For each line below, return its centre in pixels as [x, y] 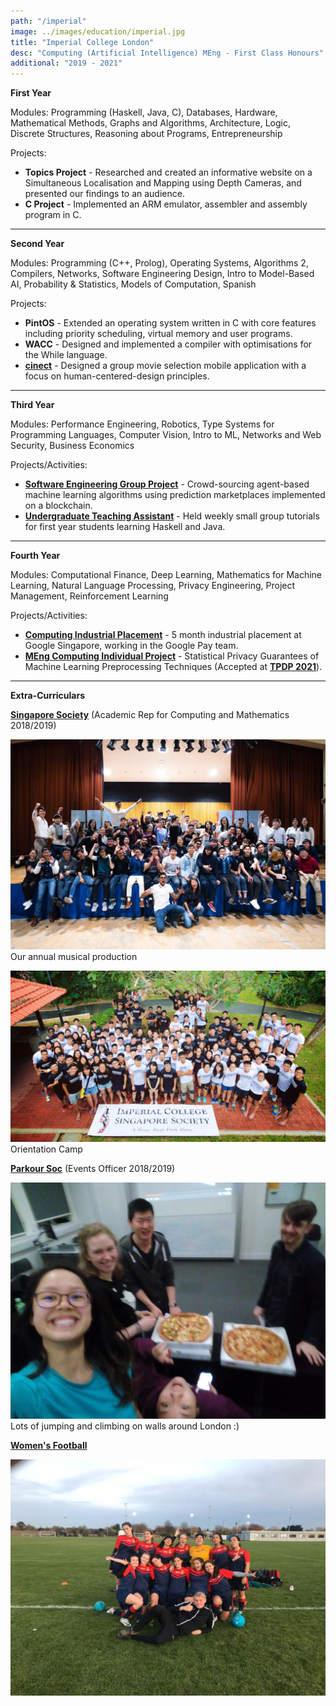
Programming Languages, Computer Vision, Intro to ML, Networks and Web [166, 435]
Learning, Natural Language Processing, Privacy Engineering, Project [153, 586]
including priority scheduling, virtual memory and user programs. [158, 334]
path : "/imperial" [48, 21]
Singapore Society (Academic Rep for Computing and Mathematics [150, 715]
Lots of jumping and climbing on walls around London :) [125, 1426]
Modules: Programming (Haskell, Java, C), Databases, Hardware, [144, 112]
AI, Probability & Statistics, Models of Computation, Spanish [133, 284]
